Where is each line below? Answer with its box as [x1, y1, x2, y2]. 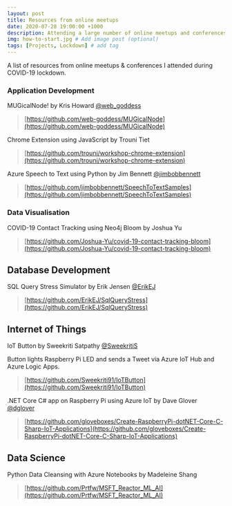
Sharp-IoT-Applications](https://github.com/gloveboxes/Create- [23, 424, 206, 433]
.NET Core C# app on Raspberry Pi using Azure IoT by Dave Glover [7, 397, 198, 405]
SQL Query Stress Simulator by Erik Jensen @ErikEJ [7, 283, 156, 291]
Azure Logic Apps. [7, 362, 60, 371]
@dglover [7, 404, 35, 412]
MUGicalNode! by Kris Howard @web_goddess [7, 102, 142, 110]
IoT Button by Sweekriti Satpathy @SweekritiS [7, 341, 138, 350]
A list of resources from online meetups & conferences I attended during [7, 62, 213, 69]
